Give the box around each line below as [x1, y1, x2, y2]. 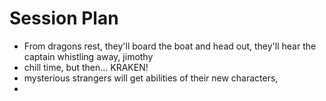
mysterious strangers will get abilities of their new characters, [23, 72, 279, 84]
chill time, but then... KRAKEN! [23, 61, 149, 73]
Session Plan [9, 7, 119, 30]
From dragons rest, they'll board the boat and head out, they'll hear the [23, 40, 317, 52]
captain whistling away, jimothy [23, 50, 154, 62]
